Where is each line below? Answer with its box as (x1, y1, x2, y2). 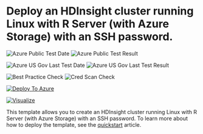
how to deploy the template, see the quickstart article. (6, 121, 142, 128)
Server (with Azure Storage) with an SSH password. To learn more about (6, 115, 188, 122)
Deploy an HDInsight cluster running (6, 4, 194, 18)
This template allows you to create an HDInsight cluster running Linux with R (6, 108, 198, 115)
